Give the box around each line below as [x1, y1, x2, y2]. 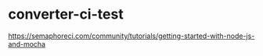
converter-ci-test [8, 5, 124, 23]
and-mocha [8, 39, 45, 48]
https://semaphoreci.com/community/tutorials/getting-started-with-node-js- [8, 31, 255, 40]
